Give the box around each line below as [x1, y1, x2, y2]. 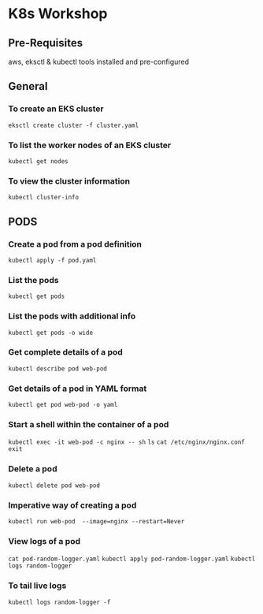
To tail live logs [8, 580, 67, 591]
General [8, 80, 49, 93]
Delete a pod [8, 463, 57, 474]
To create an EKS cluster [8, 103, 104, 114]
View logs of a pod [8, 535, 81, 546]
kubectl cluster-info [8, 194, 80, 202]
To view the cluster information [8, 175, 131, 186]
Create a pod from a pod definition [8, 238, 143, 249]
